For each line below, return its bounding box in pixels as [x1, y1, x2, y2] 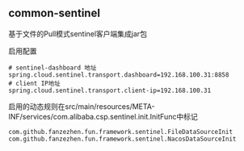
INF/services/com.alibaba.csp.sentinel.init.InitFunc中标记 [8, 111, 198, 121]
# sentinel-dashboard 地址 [8, 64, 97, 72]
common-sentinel [8, 6, 101, 20]
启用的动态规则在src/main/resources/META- [8, 101, 155, 111]
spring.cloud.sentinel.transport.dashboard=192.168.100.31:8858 [8, 70, 229, 79]
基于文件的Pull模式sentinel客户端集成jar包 [8, 28, 148, 39]
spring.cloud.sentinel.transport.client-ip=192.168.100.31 [8, 86, 212, 94]
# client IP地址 [8, 79, 61, 87]
